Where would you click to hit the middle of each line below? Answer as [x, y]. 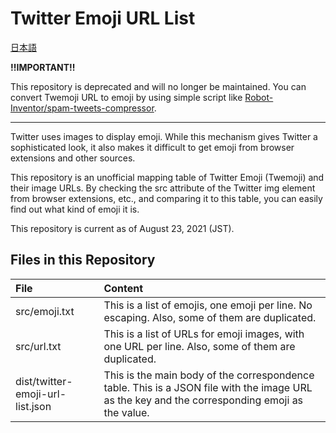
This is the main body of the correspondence [209, 375]
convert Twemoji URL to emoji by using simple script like [126, 97]
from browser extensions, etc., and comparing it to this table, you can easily [166, 198]
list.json [33, 406]
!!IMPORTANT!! [43, 67]
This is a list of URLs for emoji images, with [204, 334]
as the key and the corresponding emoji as [203, 400]
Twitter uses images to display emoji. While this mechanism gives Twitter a [164, 136]
